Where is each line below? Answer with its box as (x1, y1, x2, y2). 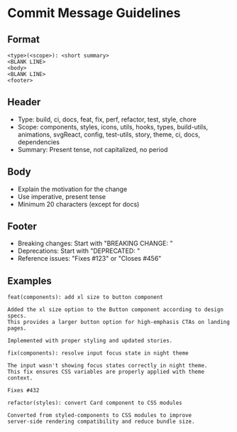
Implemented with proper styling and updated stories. (7, 337, 173, 345)
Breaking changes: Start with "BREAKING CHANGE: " (17, 239, 173, 248)
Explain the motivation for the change (17, 185, 128, 193)
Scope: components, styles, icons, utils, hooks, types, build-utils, (17, 122, 209, 131)
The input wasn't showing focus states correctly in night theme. (7, 362, 208, 369)
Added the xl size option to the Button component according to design (7, 306, 224, 313)
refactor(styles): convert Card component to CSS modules (7, 399, 182, 406)
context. (7, 374, 33, 382)
